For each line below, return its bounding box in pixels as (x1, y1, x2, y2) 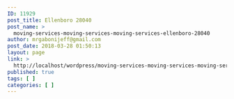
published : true (7, 68, 54, 75)
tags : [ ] (7, 75, 36, 82)
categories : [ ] (7, 82, 54, 89)
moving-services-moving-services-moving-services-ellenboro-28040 (13, 29, 210, 37)
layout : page (7, 49, 45, 56)
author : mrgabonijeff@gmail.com (7, 36, 101, 43)
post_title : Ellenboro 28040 (7, 17, 92, 24)
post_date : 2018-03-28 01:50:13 (7, 43, 101, 49)
